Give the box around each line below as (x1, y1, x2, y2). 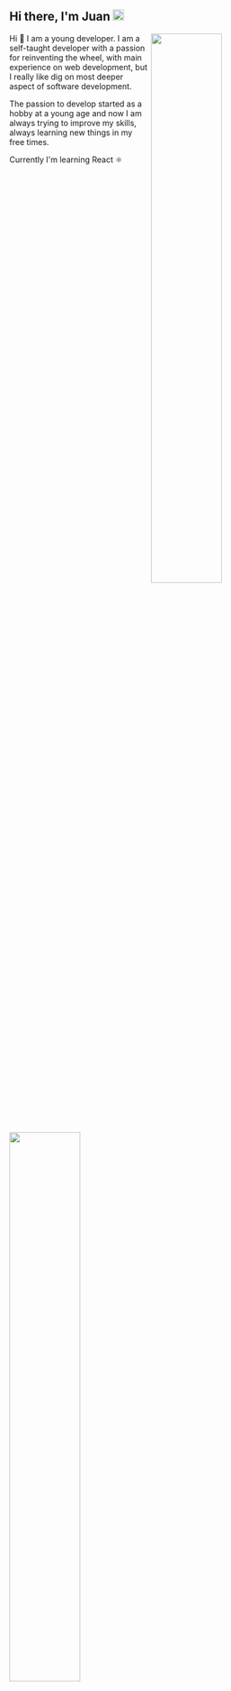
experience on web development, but (9, 61, 148, 72)
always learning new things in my (9, 127, 133, 138)
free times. (9, 136, 49, 147)
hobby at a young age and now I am (9, 107, 142, 118)
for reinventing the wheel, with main (9, 51, 142, 63)
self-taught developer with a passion (9, 42, 146, 53)
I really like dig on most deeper (9, 71, 124, 82)
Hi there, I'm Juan (9, 9, 111, 24)
